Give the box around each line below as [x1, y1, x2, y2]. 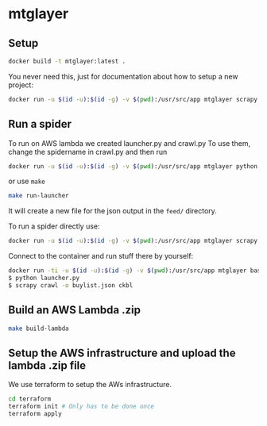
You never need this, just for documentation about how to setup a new [8, 71, 238, 81]
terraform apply [8, 410, 62, 418]
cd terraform [8, 395, 52, 403]
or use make [8, 176, 46, 186]
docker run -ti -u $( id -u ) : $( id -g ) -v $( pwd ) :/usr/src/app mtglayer [8, 267, 247, 274]
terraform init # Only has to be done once [8, 402, 155, 411]
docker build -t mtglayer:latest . [8, 57, 126, 65]
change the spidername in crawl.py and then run [8, 147, 168, 156]
